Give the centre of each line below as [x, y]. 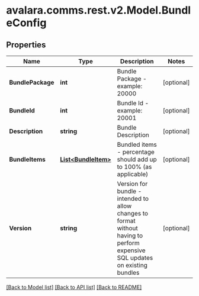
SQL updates [135, 258]
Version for [132, 184]
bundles [128, 273]
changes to [133, 213]
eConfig [26, 23]
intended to [133, 199]
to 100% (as [134, 167]
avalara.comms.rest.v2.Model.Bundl [99, 10]
